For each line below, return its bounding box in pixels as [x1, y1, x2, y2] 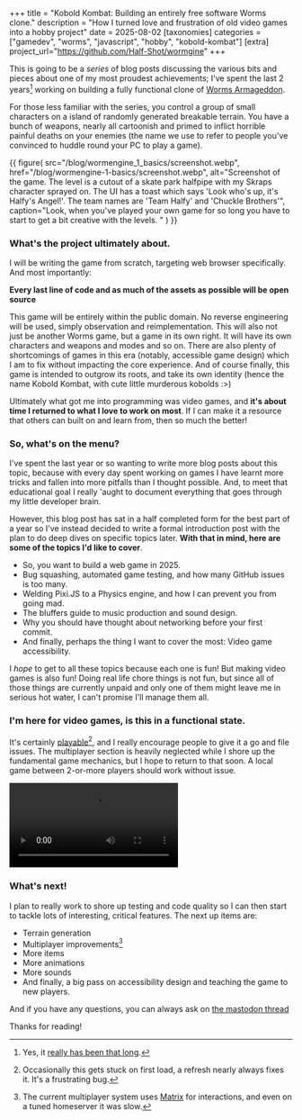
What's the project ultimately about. [9, 237, 171, 249]
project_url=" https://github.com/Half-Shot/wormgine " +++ [9, 46, 226, 57]
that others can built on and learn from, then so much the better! [9, 414, 248, 426]
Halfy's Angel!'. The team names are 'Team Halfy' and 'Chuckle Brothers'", [9, 195, 286, 206]
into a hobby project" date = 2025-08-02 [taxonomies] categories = [9, 27, 262, 37]
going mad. [22, 598, 65, 609]
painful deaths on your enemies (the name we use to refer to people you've [9, 130, 289, 140]
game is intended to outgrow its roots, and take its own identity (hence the [9, 368, 285, 379]
